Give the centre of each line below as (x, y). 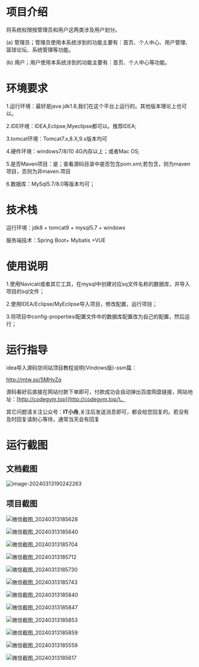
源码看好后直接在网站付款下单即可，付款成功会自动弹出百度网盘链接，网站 (97, 391)
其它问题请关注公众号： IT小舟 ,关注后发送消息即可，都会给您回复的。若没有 (98, 411)
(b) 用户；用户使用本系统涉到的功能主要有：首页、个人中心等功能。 (88, 62)
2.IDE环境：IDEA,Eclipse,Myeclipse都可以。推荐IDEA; (71, 126)
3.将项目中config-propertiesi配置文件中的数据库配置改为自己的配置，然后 (95, 316)
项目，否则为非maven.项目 (38, 171)
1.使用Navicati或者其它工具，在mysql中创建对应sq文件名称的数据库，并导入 (98, 284)
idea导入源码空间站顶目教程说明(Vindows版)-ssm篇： (72, 368)
